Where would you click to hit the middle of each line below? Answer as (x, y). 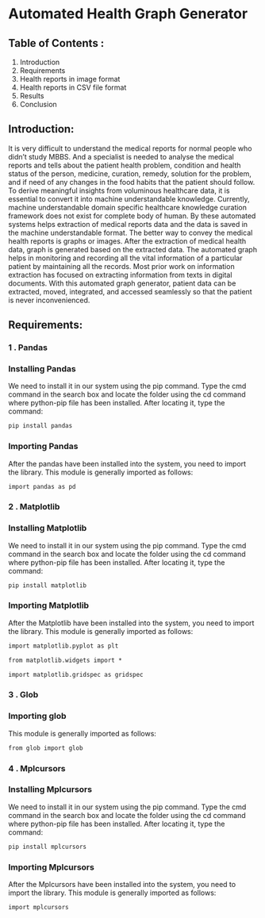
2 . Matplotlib (34, 507)
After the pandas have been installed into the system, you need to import (127, 463)
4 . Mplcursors (37, 768)
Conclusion (38, 104)
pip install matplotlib (48, 585)
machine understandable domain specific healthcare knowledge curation (128, 207)
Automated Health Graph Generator (128, 14)
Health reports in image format (70, 79)
